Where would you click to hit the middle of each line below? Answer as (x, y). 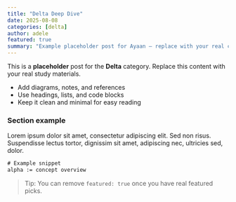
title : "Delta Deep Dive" (45, 14)
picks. (33, 191)
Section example (37, 120)
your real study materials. (44, 74)
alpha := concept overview (47, 170)
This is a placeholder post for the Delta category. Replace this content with (117, 66)
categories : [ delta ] (38, 27)
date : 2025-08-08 (33, 20)
